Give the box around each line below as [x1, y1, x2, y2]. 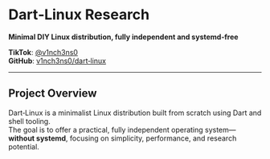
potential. [8, 141, 40, 151]
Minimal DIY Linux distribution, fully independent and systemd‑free [8, 32, 239, 42]
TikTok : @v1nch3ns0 [8, 47, 79, 57]
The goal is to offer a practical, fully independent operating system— [8, 125, 236, 134]
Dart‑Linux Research [8, 6, 150, 24]
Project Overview [8, 86, 97, 101]
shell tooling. [8, 116, 51, 125]
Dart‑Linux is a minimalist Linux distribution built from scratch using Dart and [8, 108, 262, 117]
